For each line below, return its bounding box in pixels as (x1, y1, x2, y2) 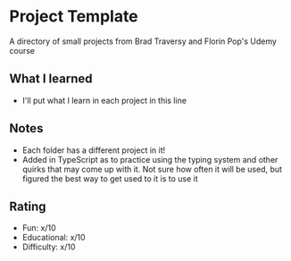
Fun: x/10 (21, 223, 56, 233)
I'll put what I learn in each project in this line (21, 95, 187, 105)
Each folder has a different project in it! (21, 145, 166, 156)
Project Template (9, 6, 138, 27)
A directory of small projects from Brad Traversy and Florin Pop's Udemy (9, 36, 277, 46)
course (9, 45, 36, 55)
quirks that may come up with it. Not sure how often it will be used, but (21, 164, 283, 174)
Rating (9, 198, 46, 214)
